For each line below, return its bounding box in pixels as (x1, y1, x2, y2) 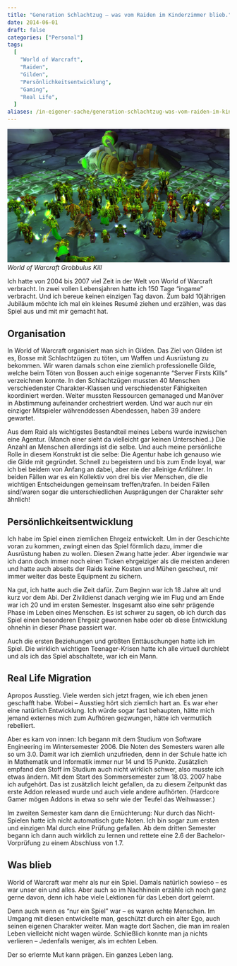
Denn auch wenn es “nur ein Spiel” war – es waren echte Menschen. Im (7, 907, 215, 915)
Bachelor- (196, 831, 226, 840)
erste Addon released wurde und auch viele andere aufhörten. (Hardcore (7, 787, 220, 796)
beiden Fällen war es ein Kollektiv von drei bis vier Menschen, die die (7, 473, 208, 481)
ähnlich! (7, 495, 30, 504)
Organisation (7, 327, 66, 339)
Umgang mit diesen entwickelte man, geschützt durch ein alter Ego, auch (7, 914, 221, 922)
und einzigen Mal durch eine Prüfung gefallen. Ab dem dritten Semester (7, 823, 217, 832)
